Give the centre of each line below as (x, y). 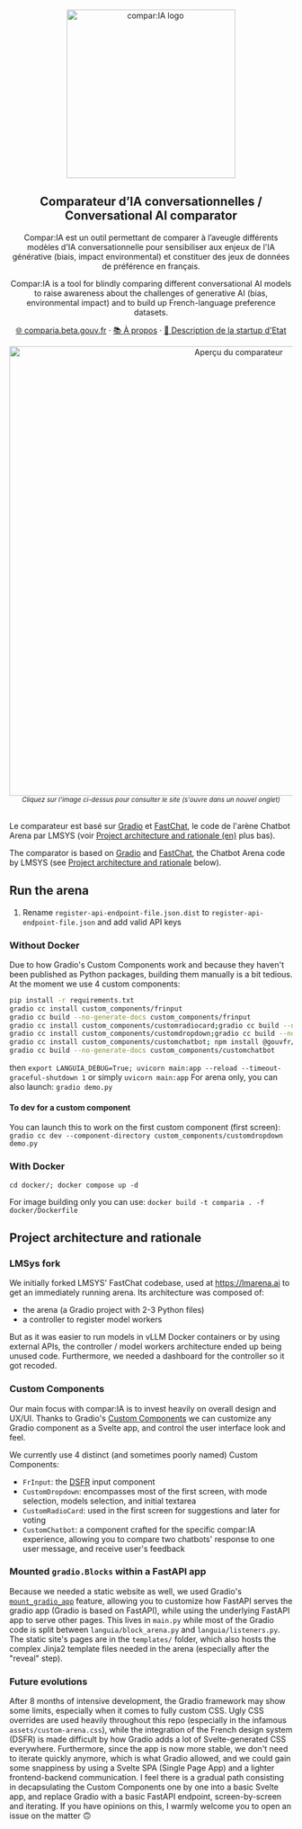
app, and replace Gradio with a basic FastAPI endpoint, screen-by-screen (146, 1797)
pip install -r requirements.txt (72, 1000)
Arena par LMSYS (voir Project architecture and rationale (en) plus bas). (142, 835)
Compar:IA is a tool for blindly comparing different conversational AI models (151, 283)
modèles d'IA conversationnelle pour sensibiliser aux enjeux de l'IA (151, 246)
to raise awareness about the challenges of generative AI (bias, (151, 293)
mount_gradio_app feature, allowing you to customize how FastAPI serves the (151, 1601)
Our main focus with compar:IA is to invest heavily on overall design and (143, 1408)
